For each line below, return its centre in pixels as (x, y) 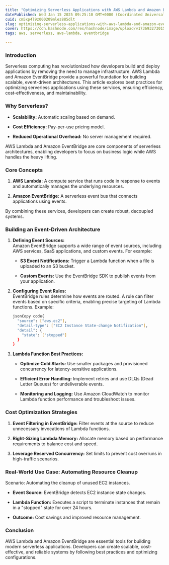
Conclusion (20, 530)
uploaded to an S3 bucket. (47, 266)
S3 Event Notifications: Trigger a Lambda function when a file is (87, 261)
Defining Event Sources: (38, 240)
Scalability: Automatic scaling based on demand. (64, 117)
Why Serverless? (27, 106)
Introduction (21, 55)
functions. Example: (33, 307)
